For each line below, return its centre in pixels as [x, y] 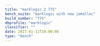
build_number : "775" [26, 18]
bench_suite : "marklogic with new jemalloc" [50, 14]
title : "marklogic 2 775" [31, 9]
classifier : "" [20, 27]
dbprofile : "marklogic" [29, 23]
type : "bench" [19, 36]
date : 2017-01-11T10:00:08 [32, 32]
